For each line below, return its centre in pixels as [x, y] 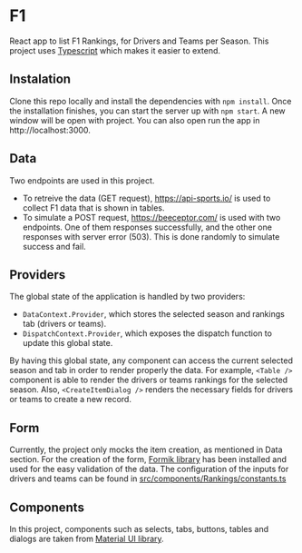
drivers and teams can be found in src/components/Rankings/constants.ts [148, 479]
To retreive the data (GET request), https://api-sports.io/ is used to [146, 198]
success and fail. [54, 246]
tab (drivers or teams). [64, 324]
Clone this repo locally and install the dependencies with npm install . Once [151, 101]
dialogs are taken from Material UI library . [87, 538]
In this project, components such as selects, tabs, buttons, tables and [139, 529]
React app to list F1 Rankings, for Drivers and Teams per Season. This [139, 41]
